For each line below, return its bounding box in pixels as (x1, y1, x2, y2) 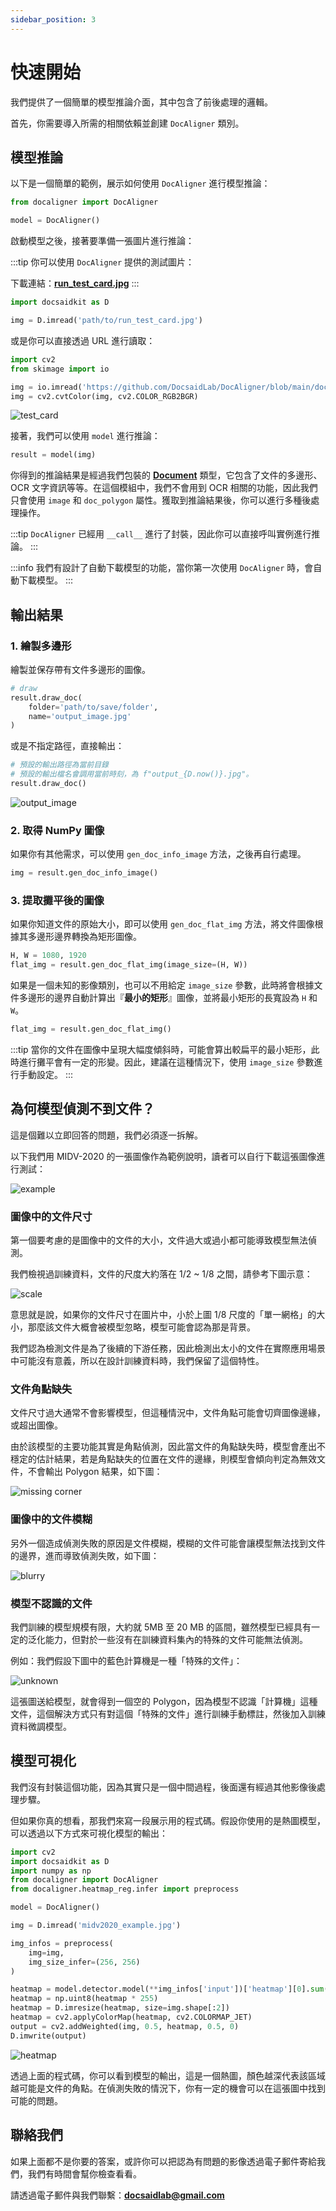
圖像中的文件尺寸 (10, 1209, 93, 1223)
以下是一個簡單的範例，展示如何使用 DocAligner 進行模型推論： (10, 177, 271, 190)
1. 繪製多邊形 (10, 639, 72, 653)
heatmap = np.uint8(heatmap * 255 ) (10, 1994, 159, 2004)
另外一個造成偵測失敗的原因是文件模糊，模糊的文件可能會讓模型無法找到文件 (10, 1537, 326, 1549)
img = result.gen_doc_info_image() (10, 868, 159, 878)
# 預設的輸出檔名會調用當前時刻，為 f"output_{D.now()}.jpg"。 (10, 769, 254, 780)
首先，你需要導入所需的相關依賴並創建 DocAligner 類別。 (10, 117, 245, 129)
